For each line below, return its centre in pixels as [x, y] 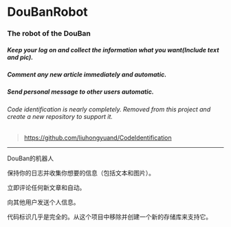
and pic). [20, 57]
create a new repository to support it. [60, 116]
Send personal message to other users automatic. [81, 92]
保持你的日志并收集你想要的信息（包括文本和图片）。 [81, 173]
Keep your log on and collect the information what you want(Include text [113, 50]
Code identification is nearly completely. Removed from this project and [109, 109]
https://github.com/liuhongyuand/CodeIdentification [98, 138]
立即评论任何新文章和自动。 [46, 188]
